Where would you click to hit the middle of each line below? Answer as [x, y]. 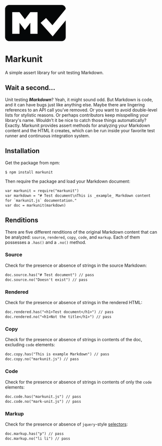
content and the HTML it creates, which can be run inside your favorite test [80, 130]
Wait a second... [30, 88]
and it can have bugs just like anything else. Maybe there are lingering [75, 104]
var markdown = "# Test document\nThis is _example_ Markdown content [78, 196]
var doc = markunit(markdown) [36, 205]
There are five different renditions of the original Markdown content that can [81, 232]
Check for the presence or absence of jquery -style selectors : [66, 424]
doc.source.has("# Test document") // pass [50, 275]
